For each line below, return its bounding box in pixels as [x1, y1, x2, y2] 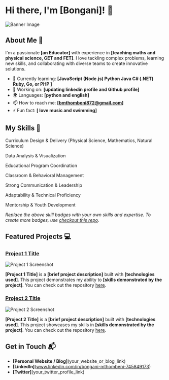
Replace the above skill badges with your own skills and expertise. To [5, 212, 151, 218]
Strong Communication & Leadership [5, 182, 83, 188]
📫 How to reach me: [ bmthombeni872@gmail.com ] [12, 99, 124, 106]
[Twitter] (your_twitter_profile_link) [12, 369, 85, 375]
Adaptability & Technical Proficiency [5, 192, 81, 198]
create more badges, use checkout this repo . [5, 217, 99, 223]
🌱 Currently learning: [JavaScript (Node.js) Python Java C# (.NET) [12, 76, 154, 82]
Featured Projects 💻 [5, 232, 72, 240]
